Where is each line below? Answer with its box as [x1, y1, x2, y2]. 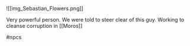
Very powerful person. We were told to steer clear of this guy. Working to [6, 16, 185, 23]
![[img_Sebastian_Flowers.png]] [6, 5, 84, 12]
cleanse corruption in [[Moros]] [6, 23, 83, 29]
